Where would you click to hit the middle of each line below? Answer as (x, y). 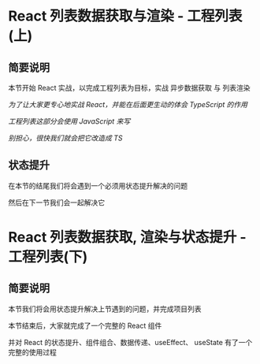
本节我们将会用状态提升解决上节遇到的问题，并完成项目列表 (105, 309)
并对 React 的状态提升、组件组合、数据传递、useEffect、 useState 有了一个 (130, 342)
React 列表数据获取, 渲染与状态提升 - (127, 237)
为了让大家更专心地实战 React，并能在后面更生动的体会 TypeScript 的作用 (128, 104)
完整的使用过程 (32, 352)
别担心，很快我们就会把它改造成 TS (65, 138)
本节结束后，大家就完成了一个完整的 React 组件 (85, 325)
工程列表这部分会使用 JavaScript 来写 (69, 121)
